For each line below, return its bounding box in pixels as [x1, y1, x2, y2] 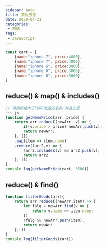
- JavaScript [7, 36, 35, 41]
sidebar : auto [5, 7, 35, 13]
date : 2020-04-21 [5, 17, 42, 22]
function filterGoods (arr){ [5, 194, 65, 199]
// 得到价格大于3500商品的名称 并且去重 [5, 105, 80, 111]
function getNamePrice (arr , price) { [5, 115, 85, 120]
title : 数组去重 [5, 12, 36, 17]
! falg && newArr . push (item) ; [23, 218, 85, 223]
